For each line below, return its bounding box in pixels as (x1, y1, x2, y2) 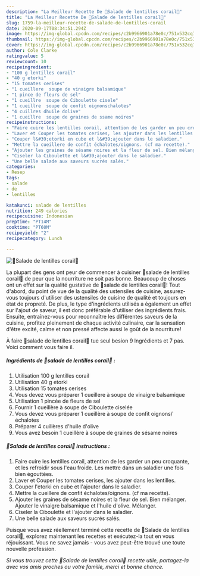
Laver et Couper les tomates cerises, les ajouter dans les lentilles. (14, 477, 176, 484)
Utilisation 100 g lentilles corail (14, 372, 89, 379)
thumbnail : (6, 36, 33, 42)
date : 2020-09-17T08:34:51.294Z (6, 25, 86, 32)
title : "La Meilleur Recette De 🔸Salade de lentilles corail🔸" (6, 14, 167, 20)
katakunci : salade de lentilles (6, 202, 86, 208)
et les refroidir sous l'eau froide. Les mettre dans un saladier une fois (14, 464, 184, 471)
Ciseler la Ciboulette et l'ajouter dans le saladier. (14, 508, 134, 515)
